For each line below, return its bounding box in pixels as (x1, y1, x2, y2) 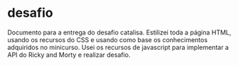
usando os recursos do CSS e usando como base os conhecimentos (7, 35, 208, 44)
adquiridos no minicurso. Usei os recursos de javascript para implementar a (7, 43, 229, 51)
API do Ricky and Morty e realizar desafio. (7, 51, 131, 59)
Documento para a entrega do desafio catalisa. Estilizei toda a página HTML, (7, 28, 232, 37)
